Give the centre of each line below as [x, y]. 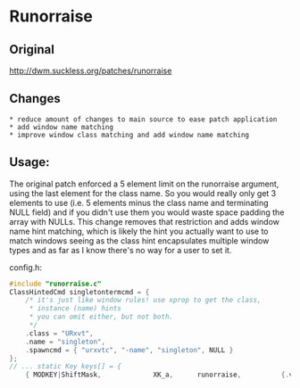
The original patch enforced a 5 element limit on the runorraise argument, [144, 184]
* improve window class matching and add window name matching [129, 135]
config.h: [26, 267]
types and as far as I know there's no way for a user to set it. [121, 250]
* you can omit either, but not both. [101, 317]
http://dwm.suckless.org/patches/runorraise [91, 70]
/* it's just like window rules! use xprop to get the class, [143, 301]
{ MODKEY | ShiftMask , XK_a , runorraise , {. [158, 375]
